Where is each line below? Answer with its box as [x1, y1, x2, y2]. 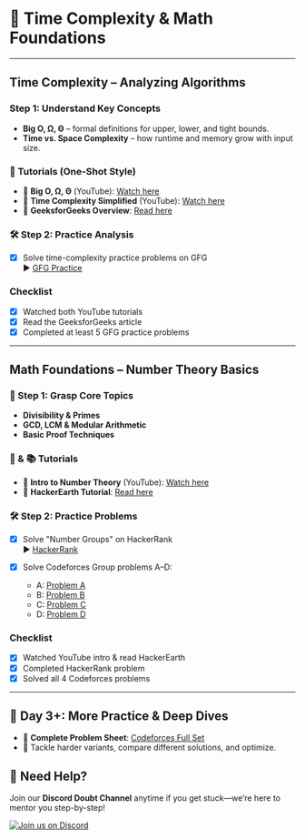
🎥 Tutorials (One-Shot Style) [9, 165, 136, 177]
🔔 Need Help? [9, 768, 88, 783]
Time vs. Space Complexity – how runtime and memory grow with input [22, 132, 293, 144]
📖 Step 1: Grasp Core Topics [9, 389, 134, 402]
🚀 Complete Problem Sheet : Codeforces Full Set [22, 733, 205, 743]
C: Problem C [35, 600, 86, 611]
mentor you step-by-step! [9, 803, 106, 814]
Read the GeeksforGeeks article [22, 316, 143, 327]
